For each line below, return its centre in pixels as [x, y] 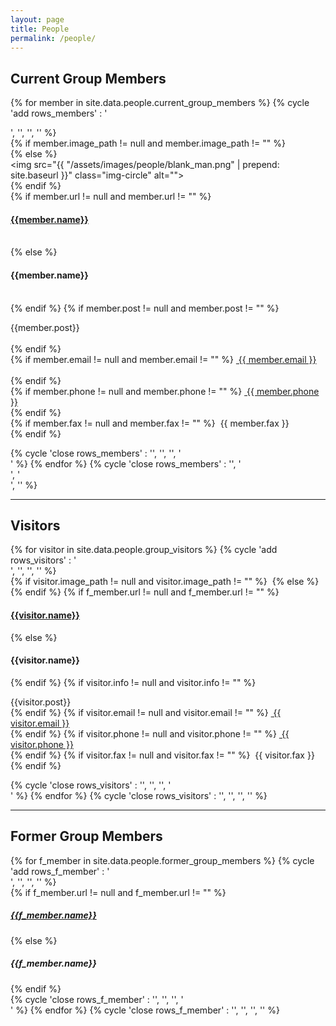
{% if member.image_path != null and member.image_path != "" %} [148, 143]
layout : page [37, 19]
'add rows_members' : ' [59, 113]
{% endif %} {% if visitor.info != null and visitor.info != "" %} [133, 682]
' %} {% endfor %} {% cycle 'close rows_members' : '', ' [126, 463]
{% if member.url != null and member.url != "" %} [111, 197]
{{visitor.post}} [41, 702]
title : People [40, 29]
